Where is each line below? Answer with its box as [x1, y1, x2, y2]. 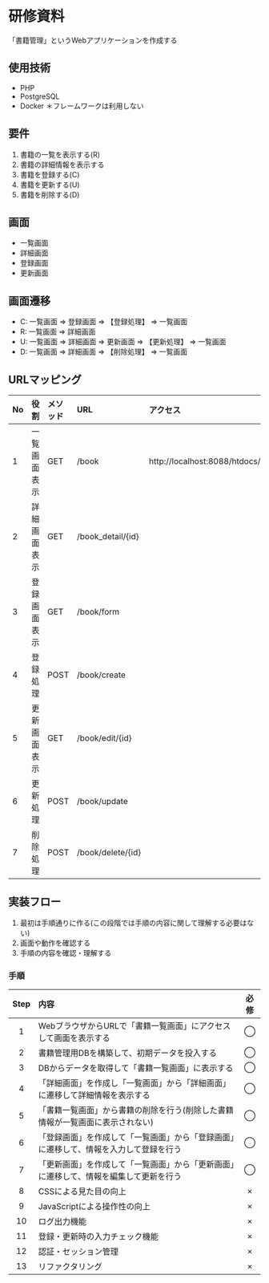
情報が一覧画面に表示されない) [38, 1117, 155, 1128]
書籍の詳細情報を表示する [19, 160, 105, 169]
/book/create [77, 669, 126, 680]
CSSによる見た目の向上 [38, 1186, 126, 1197]
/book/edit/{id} [77, 733, 132, 743]
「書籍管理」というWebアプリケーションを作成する [8, 35, 178, 45]
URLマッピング [8, 372, 82, 386]
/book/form [77, 607, 120, 617]
